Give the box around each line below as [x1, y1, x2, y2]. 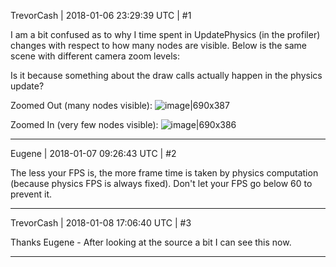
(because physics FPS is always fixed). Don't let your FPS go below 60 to [10, 178, 313, 189]
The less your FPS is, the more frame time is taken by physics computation [10, 167, 319, 179]
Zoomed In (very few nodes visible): [10, 119, 159, 130]
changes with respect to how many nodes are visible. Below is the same [10, 40, 308, 51]
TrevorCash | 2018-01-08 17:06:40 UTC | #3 [10, 217, 192, 229]
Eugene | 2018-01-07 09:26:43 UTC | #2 [10, 148, 177, 159]
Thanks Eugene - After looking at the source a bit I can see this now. [10, 236, 292, 248]
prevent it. [10, 188, 53, 200]
